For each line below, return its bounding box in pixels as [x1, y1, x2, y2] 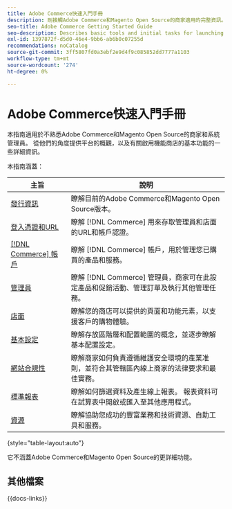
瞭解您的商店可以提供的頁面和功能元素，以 [70, 306, 209, 316]
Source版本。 [70, 204, 115, 214]
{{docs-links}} [7, 494, 48, 503]
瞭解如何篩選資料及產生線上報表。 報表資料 [70, 387, 211, 397]
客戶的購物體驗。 [77, 316, 133, 326]
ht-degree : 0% [7, 68, 48, 75]
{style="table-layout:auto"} [7, 439, 84, 447]
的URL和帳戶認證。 [70, 228, 133, 238]
